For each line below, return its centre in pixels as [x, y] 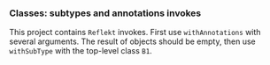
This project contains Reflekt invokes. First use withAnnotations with [135, 32]
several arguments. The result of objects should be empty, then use [133, 41]
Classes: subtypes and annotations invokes [105, 13]
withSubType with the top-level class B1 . [81, 51]
